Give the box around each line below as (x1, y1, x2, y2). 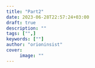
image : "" (19, 53, 44, 59)
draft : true (6, 20, 36, 25)
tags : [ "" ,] (6, 31, 36, 37)
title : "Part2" (6, 8, 44, 15)
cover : (6, 47, 23, 53)
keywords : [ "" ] (6, 36, 44, 42)
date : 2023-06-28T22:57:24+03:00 (6, 14, 90, 20)
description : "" (6, 25, 47, 31)
